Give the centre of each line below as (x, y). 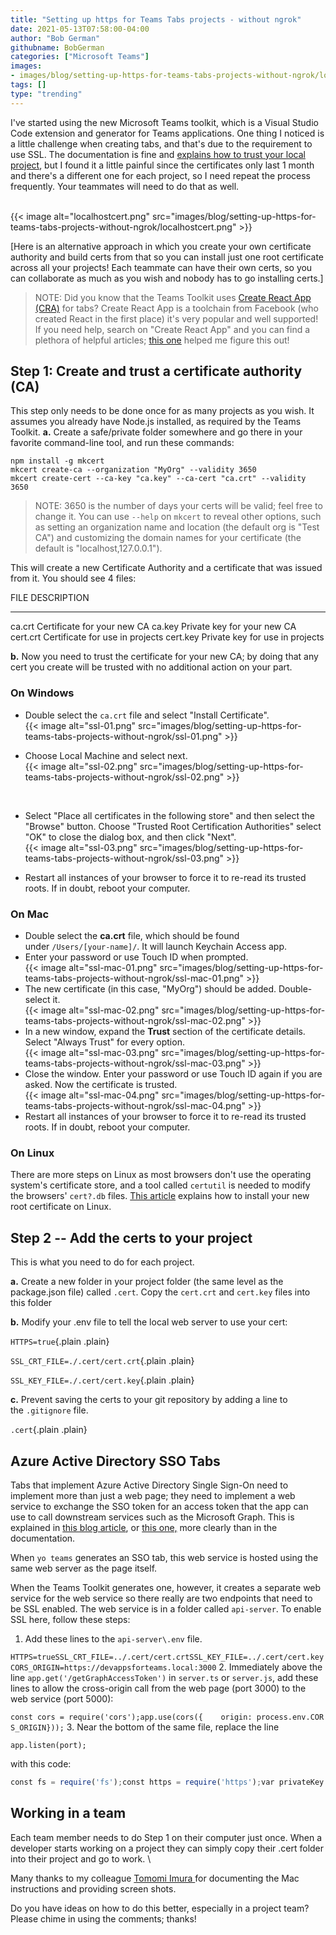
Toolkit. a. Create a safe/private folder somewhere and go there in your (156, 432)
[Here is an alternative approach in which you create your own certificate (161, 246)
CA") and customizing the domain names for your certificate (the (168, 538)
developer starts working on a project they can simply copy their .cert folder (167, 1848)
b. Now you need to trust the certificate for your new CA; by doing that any (164, 657)
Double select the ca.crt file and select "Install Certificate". (147, 715)
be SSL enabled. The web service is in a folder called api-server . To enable (166, 1608)
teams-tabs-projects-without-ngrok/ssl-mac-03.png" (135, 1063)
